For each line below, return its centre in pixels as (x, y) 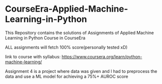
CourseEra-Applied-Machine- (67, 9)
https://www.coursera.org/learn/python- (102, 56)
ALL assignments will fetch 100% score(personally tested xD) (66, 47)
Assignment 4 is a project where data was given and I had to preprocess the (81, 71)
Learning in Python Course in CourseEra (45, 38)
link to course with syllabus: (33, 56)
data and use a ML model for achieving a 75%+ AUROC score (67, 76)
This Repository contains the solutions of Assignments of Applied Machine (80, 33)
